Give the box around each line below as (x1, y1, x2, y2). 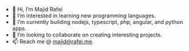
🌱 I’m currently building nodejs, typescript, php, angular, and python (12, 19, 184, 25)
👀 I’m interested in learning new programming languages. (12, 12, 156, 19)
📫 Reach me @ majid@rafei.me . (12, 38, 94, 45)
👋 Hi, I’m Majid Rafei (12, 6, 63, 13)
